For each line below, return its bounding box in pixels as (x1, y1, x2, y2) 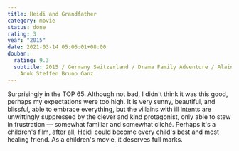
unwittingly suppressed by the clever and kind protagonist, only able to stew (7, 112, 231, 121)
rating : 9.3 (14, 57, 50, 64)
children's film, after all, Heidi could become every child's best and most (7, 127, 219, 136)
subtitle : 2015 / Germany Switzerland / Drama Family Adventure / (14, 63, 215, 71)
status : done (7, 24, 46, 31)
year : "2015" (7, 37, 46, 44)
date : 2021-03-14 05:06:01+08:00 (7, 43, 107, 51)
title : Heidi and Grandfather (7, 10, 97, 18)
